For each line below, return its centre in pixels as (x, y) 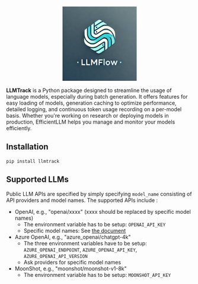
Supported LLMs (38, 180)
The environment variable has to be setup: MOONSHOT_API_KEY (97, 274)
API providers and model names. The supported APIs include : (82, 200)
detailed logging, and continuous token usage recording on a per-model (94, 109)
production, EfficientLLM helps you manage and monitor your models (91, 122)
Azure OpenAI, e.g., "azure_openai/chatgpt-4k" (73, 237)
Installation (27, 147)
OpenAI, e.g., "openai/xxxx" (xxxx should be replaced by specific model (103, 212)
